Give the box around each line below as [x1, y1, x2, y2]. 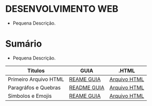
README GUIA [69, 84, 105, 91]
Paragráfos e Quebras [8, 84, 61, 91]
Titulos [27, 67, 45, 74]
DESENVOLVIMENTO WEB [5, 3, 119, 15]
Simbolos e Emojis [8, 92, 52, 99]
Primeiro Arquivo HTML [8, 75, 64, 82]
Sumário [5, 38, 42, 50]
